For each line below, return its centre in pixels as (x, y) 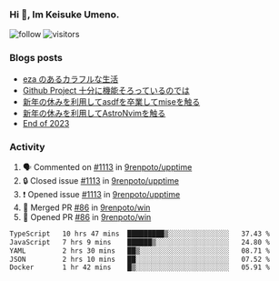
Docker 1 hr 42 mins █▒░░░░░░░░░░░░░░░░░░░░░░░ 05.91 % (140, 267)
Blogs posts (36, 58)
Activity (27, 146)
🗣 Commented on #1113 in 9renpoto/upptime (107, 166)
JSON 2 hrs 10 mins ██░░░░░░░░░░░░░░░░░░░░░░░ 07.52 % (140, 259)
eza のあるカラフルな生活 (70, 79)
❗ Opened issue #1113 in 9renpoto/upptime (101, 194)
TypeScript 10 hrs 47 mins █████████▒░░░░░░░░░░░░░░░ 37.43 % (140, 234)
